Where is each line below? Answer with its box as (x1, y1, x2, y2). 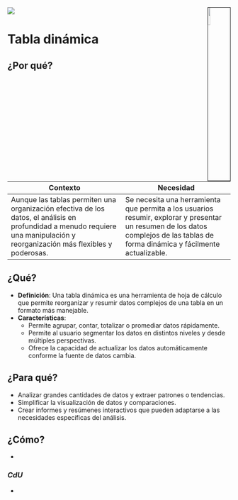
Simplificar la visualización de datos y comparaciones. (17, 398, 176, 406)
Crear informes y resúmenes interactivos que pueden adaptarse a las (17, 406, 220, 414)
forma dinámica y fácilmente (125, 239, 220, 249)
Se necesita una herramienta (125, 195, 221, 204)
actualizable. (125, 248, 168, 257)
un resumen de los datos (125, 221, 208, 231)
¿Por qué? (7, 60, 53, 72)
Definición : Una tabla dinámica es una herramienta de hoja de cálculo (17, 291, 222, 299)
